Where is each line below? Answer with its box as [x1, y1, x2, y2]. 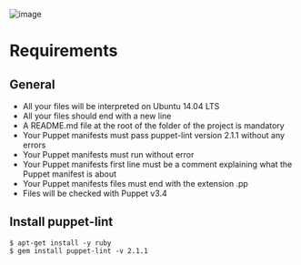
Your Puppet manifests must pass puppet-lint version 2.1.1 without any [22, 130, 285, 140]
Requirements [9, 41, 118, 61]
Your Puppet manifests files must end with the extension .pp [22, 178, 248, 189]
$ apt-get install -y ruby [9, 238, 112, 248]
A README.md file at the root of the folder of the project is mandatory [22, 120, 285, 131]
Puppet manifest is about [22, 168, 116, 179]
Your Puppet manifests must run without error [22, 149, 195, 159]
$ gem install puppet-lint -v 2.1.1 [9, 246, 148, 255]
